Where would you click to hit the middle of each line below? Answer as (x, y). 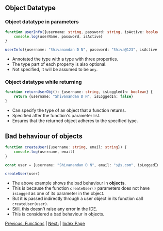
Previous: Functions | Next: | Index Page (45, 224)
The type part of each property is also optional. (59, 64)
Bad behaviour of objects (44, 136)
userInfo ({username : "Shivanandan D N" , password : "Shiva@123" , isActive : (82, 50)
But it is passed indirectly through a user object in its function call (77, 198)
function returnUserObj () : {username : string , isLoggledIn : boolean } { (79, 92)
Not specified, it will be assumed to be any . (55, 70)
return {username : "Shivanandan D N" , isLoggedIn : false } (73, 97)
